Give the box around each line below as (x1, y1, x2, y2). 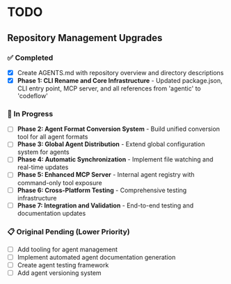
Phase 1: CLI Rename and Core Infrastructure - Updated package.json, (17, 76, 223, 84)
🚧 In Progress (7, 109, 54, 118)
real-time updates (17, 163, 69, 171)
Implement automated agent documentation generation (17, 253, 176, 262)
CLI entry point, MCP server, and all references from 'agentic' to (17, 84, 201, 93)
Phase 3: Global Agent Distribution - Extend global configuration (17, 140, 205, 148)
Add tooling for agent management (17, 245, 118, 253)
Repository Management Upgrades (7, 32, 163, 44)
